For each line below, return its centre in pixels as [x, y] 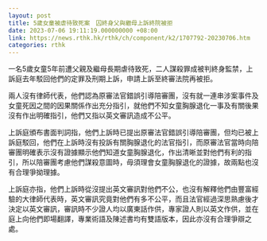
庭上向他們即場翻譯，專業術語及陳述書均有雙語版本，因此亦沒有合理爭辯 [126, 219]
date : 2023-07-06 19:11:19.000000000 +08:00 [83, 30]
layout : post [30, 16]
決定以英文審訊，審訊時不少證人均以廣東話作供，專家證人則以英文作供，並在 [133, 209]
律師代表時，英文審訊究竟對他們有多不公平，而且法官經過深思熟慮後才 [144, 199]
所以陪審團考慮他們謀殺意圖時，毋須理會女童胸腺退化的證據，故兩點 [133, 162]
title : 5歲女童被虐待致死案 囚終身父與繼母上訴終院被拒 [91, 23]
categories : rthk [37, 45]
